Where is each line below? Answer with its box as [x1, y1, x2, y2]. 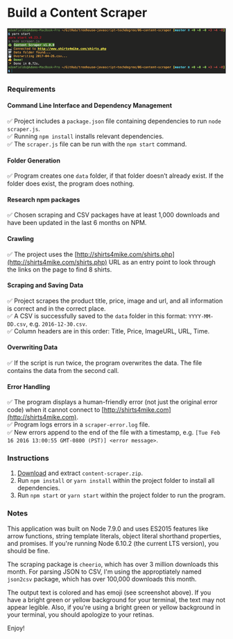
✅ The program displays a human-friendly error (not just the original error [7, 398, 218, 406]
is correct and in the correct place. [7, 304, 106, 313]
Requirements [7, 84, 56, 94]
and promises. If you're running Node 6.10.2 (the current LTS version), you [7, 539, 219, 547]
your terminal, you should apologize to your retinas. [7, 610, 155, 619]
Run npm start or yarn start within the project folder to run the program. [17, 491, 226, 499]
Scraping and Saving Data [7, 281, 84, 290]
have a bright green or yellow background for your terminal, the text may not [7, 595, 225, 604]
